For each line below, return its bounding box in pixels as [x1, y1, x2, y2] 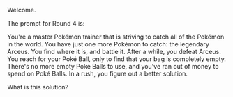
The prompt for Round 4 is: [7, 19, 85, 27]
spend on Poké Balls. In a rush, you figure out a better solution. [7, 69, 188, 78]
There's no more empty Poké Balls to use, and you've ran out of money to [7, 62, 219, 70]
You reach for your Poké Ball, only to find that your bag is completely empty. [7, 55, 227, 63]
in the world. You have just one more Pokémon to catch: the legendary [7, 40, 209, 48]
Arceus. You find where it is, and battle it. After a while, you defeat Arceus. [7, 48, 221, 55]
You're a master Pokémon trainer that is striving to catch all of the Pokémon [7, 33, 225, 41]
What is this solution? [7, 83, 68, 91]
